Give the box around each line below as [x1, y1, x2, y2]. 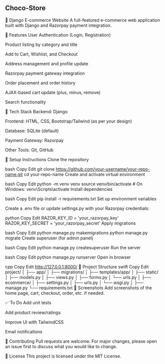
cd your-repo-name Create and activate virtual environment [24, 171, 145, 177]
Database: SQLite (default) [5, 128, 59, 134]
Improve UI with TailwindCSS [5, 319, 64, 325]
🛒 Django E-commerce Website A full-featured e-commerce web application [5, 17, 160, 23]
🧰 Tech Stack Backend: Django [5, 108, 68, 114]
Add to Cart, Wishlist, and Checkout [5, 51, 78, 57]
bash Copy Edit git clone [5, 166, 55, 172]
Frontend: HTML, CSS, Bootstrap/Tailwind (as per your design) [5, 118, 132, 124]
